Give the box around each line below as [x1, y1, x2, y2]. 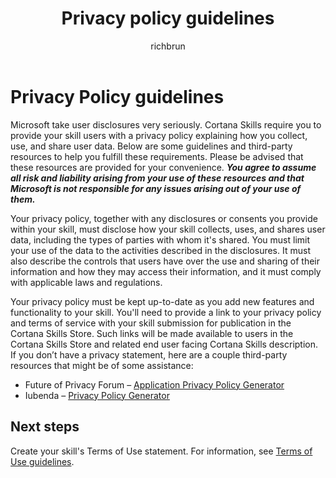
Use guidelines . [10, 455, 75, 467]
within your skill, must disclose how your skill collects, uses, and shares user [10, 223, 326, 235]
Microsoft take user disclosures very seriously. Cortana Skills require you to [10, 118, 322, 131]
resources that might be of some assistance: [10, 359, 194, 371]
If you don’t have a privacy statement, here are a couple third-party [10, 348, 288, 361]
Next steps [10, 418, 80, 436]
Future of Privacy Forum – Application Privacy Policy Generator [24, 378, 285, 391]
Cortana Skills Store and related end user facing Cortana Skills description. [10, 338, 319, 350]
